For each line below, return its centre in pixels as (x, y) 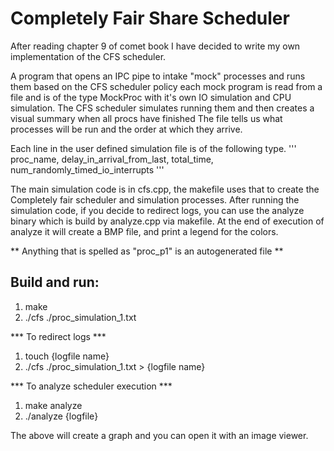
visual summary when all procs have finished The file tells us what (146, 118)
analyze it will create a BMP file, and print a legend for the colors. (144, 231)
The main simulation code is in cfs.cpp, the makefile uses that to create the (165, 189)
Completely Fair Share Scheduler (150, 18)
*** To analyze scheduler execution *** (91, 386)
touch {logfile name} (67, 356)
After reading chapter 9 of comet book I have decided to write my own (155, 46)
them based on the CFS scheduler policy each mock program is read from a (166, 86)
